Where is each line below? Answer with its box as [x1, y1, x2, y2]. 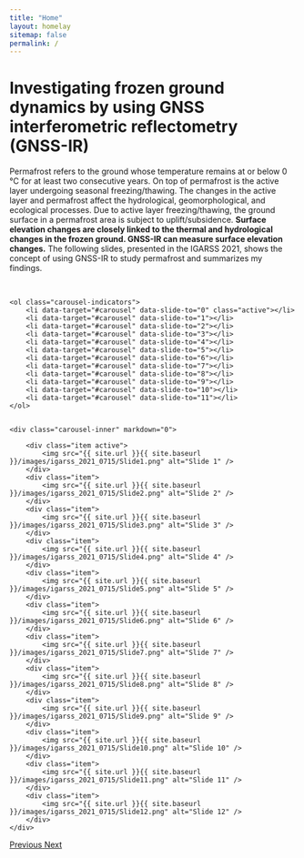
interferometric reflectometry [9, 116, 238, 137]
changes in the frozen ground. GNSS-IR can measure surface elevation [9, 234, 284, 245]
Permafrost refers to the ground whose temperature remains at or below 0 [9, 166, 288, 177]
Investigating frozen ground [9, 78, 225, 98]
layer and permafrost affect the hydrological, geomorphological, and [9, 195, 266, 206]
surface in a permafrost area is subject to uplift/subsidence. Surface [9, 215, 267, 226]
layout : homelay [9, 22, 71, 31]
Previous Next [9, 839, 63, 851]
